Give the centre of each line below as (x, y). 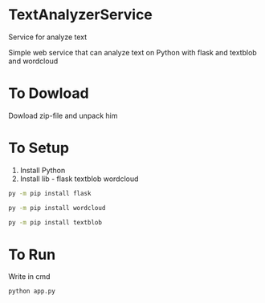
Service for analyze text (48, 37)
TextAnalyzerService (80, 15)
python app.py (32, 291)
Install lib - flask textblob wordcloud (79, 179)
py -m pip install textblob (55, 222)
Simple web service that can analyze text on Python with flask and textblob (132, 52)
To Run (32, 255)
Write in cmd (29, 277)
